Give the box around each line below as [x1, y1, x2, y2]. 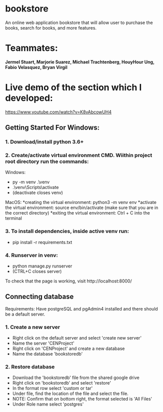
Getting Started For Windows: [5, 123, 100, 132]
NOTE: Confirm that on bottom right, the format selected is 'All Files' [12, 396, 153, 402]
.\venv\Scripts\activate [12, 184, 59, 190]
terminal [5, 215, 22, 221]
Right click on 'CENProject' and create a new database [12, 345, 125, 351]
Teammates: [5, 42, 58, 54]
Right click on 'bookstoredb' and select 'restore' [12, 380, 111, 386]
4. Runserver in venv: [5, 251, 58, 258]
